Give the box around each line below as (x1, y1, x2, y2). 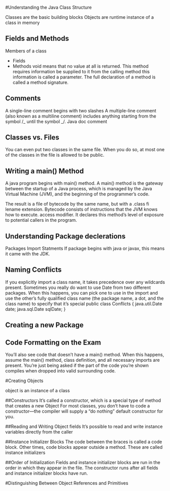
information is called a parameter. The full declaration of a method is (12, 74, 156, 80)
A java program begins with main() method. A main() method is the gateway (5, 180, 163, 186)
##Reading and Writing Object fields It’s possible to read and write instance (5, 423, 163, 429)
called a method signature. (12, 79, 69, 85)
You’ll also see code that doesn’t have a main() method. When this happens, (5, 352, 164, 358)
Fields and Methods (5, 34, 70, 43)
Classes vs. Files (5, 133, 59, 142)
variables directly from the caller (5, 429, 73, 435)
